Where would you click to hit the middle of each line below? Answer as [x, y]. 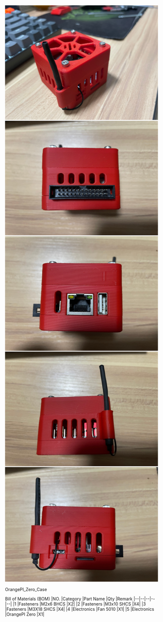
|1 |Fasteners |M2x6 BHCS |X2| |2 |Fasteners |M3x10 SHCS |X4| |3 [79, 604]
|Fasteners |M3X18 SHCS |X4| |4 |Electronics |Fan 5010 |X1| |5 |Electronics [80, 609]
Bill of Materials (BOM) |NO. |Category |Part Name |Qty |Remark [69, 599]
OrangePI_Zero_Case [26, 589]
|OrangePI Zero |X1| [25, 614]
